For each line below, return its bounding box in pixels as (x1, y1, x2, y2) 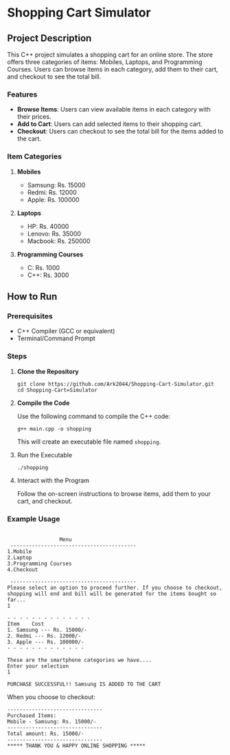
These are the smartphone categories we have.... (7, 656, 152, 663)
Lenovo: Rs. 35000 (27, 229, 81, 238)
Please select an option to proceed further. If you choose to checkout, (7, 584, 223, 591)
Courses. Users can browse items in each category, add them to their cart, (7, 65, 218, 73)
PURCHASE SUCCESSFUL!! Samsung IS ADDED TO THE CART (7, 681, 161, 687)
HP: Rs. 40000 (27, 222, 69, 230)
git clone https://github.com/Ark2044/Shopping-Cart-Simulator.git (16, 380, 214, 387)
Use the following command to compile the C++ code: (16, 412, 170, 420)
